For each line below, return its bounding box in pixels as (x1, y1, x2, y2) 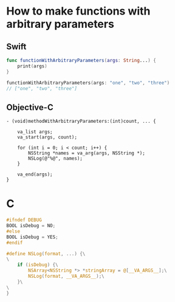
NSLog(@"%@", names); (28, 156, 83, 162)
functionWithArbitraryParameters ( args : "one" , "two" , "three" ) (6, 80, 170, 86)
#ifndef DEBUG (6, 217, 43, 223)
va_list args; (17, 129, 53, 135)
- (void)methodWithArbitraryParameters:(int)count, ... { (6, 118, 156, 125)
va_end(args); (17, 171, 53, 177)
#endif (6, 239, 23, 245)
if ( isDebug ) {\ (17, 262, 59, 268)
